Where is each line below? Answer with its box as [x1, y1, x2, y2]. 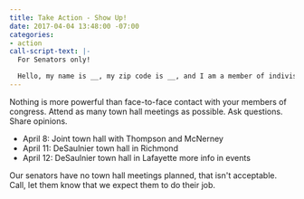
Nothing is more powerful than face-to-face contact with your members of [9, 96, 287, 107]
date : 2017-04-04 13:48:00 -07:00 [9, 22, 140, 31]
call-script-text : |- [9, 47, 91, 56]
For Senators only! [17, 55, 91, 64]
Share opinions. [9, 115, 68, 127]
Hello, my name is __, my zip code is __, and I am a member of [17, 71, 265, 81]
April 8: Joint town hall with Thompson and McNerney [22, 133, 224, 144]
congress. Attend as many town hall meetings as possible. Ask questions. [9, 106, 283, 117]
